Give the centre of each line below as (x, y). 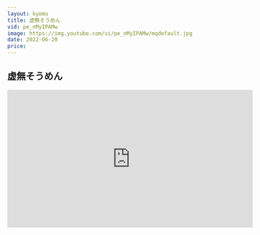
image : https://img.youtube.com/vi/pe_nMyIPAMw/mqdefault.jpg (100, 33)
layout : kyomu (28, 14)
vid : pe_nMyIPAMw (33, 27)
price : (17, 46)
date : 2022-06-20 (33, 40)
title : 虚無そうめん (34, 20)
